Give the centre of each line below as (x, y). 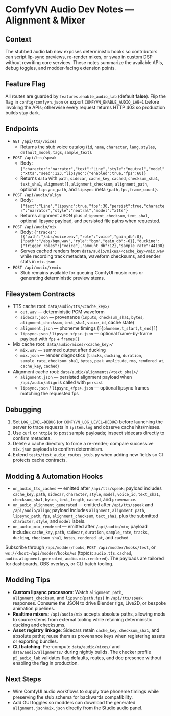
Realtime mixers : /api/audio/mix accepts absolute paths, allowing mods (89, 614)
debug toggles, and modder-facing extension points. (61, 68)
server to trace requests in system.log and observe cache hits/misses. (87, 427)
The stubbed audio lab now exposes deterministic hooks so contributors (81, 52)
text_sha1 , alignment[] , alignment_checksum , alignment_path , (84, 183)
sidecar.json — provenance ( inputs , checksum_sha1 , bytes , (82, 317)
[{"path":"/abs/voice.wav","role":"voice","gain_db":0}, (82, 237)
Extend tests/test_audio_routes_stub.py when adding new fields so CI (88, 455)
